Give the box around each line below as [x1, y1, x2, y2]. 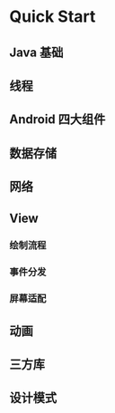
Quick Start [9, 6, 96, 27]
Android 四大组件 [9, 111, 106, 128]
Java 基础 [9, 44, 64, 60]
